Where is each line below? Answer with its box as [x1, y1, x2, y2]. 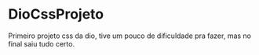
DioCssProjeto [8, 5, 104, 23]
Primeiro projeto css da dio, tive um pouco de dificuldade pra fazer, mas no [8, 31, 252, 40]
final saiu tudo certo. [8, 39, 75, 48]
